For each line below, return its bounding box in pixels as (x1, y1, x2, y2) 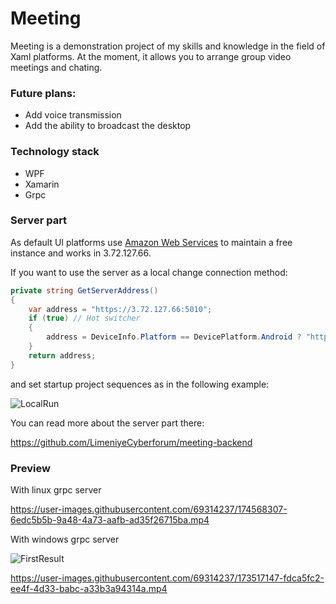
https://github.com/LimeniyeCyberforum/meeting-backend (10, 436, 253, 448)
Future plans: (10, 86, 77, 100)
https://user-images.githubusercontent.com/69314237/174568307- (10, 503, 288, 515)
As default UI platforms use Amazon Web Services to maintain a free (10, 236, 293, 248)
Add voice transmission (24, 109, 122, 121)
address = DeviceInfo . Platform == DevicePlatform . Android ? (46, 332, 302, 342)
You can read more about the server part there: (10, 417, 205, 429)
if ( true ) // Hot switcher (28, 313, 141, 324)
